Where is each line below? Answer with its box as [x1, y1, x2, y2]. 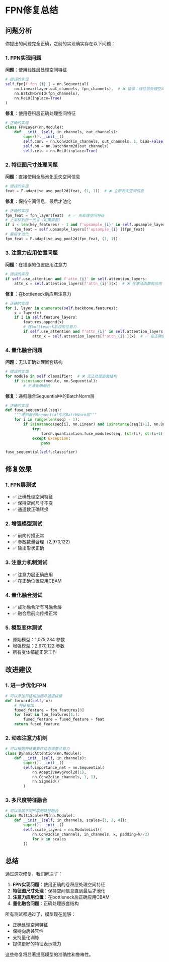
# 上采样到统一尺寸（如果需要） [5, 217, 62, 222]
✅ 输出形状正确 [12, 545, 44, 551]
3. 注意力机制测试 [5, 559, 48, 566]
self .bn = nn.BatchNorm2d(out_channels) [23, 143, 109, 149]
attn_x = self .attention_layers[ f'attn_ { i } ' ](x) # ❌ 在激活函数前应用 [14, 281, 162, 286]
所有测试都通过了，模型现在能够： [5, 911, 76, 917]
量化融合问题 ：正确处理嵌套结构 [12, 900, 79, 907]
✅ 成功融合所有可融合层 [12, 604, 62, 610]
